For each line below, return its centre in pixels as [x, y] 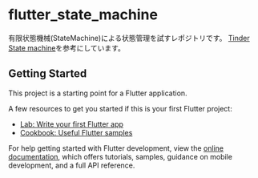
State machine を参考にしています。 [67, 48]
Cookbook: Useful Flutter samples [76, 132]
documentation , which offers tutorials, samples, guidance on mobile [120, 156]
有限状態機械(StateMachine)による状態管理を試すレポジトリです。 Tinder [129, 38]
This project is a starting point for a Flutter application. [98, 93]
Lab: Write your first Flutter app [72, 124]
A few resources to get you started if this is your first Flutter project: [120, 108]
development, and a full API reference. [72, 165]
